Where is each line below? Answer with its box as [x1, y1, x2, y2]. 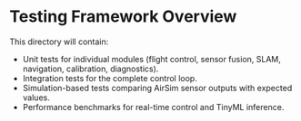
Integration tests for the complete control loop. [22, 72, 197, 83]
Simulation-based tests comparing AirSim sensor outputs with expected [22, 82, 293, 93]
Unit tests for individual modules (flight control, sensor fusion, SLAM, [22, 53, 282, 64]
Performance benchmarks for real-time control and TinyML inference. [22, 101, 285, 112]
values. [22, 92, 50, 103]
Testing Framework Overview [9, 6, 237, 27]
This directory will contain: [9, 36, 109, 47]
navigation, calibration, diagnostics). [22, 63, 159, 74]
